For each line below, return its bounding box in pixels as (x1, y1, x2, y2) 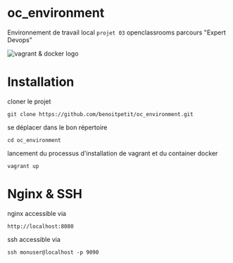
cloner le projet (7, 97, 51, 105)
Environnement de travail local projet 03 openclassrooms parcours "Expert (7, 28, 227, 37)
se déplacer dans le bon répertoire (7, 123, 108, 131)
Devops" (7, 35, 33, 44)
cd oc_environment (7, 136, 61, 143)
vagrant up (7, 162, 39, 169)
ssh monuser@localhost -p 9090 (7, 248, 99, 256)
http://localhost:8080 (7, 223, 74, 230)
